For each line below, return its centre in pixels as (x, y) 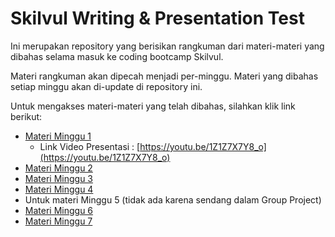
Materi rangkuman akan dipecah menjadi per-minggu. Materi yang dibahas (164, 76)
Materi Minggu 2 (58, 168)
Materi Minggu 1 (58, 136)
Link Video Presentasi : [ (90, 146)
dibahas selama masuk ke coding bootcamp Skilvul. (117, 56)
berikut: (26, 116)
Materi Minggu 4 (59, 189)
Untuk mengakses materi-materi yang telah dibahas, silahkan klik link (153, 106)
